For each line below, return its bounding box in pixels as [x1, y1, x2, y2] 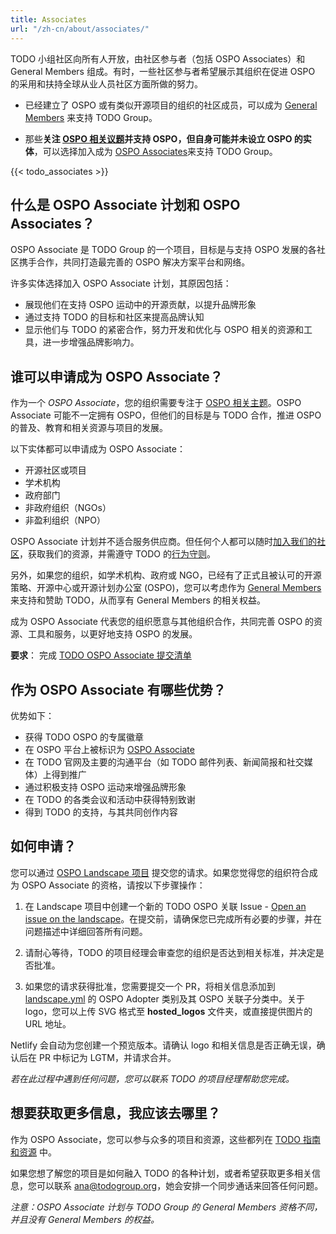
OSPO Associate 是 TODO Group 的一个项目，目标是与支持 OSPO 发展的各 [10, 244, 317, 256]
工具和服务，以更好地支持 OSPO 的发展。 [27, 628, 198, 640]
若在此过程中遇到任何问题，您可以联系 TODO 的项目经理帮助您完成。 [10, 1072, 295, 1085]
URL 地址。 [24, 1017, 72, 1030]
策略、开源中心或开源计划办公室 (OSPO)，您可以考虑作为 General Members [10, 582, 322, 594]
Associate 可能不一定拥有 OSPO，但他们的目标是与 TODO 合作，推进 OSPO [10, 409, 322, 421]
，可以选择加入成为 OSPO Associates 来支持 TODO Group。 [33, 145, 278, 157]
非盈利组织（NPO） [24, 514, 106, 526]
